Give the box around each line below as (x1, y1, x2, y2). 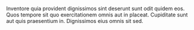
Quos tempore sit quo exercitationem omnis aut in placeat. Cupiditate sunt (6, 11, 188, 18)
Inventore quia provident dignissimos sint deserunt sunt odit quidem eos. (6, 5, 185, 12)
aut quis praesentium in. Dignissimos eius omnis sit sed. (6, 18, 144, 24)
